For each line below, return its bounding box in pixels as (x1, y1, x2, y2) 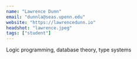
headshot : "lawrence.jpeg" (6, 25, 72, 31)
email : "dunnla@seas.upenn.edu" (6, 14, 85, 20)
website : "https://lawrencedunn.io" (6, 19, 96, 25)
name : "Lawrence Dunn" (6, 8, 62, 15)
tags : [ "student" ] (6, 30, 51, 36)
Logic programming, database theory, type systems (6, 46, 132, 53)
